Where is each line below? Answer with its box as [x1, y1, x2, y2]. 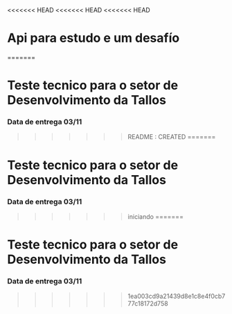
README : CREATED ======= [127, 133, 216, 141]
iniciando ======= [127, 212, 184, 221]
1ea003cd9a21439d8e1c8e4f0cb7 [127, 292, 226, 301]
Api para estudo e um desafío [7, 31, 180, 46]
